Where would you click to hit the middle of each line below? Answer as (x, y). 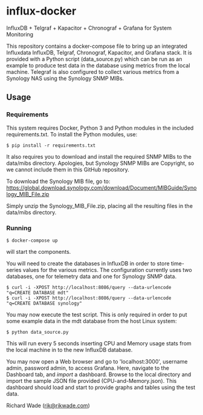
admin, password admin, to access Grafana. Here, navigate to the (88, 368)
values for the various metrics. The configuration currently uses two (107, 270)
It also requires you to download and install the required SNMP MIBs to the (99, 156)
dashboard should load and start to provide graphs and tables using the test (101, 387)
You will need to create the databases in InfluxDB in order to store (88, 263)
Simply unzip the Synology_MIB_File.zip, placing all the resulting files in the (100, 206)
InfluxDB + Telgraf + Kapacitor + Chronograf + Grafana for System (89, 28)
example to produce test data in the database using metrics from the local (98, 65)
